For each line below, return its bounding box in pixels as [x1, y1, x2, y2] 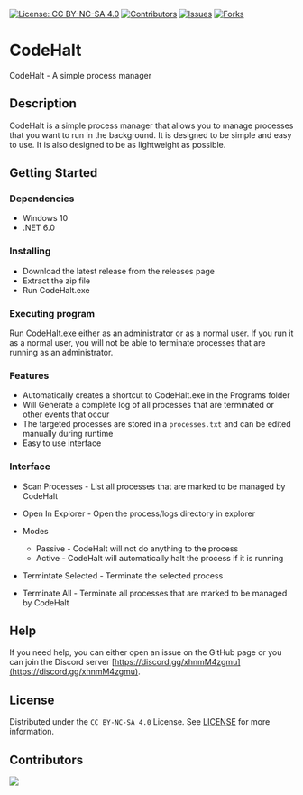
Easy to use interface [22, 438, 102, 448]
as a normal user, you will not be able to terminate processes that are [9, 337, 266, 348]
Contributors [9, 752, 84, 767]
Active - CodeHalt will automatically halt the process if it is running [35, 552, 284, 563]
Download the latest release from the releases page [22, 265, 215, 276]
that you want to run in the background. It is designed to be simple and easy [9, 129, 292, 140]
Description [9, 96, 77, 112]
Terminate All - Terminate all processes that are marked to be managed [22, 587, 288, 598]
